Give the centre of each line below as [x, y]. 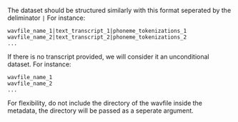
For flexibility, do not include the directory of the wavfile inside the [105, 103]
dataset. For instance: [39, 64]
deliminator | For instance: [46, 18]
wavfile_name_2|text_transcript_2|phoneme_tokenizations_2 [97, 37]
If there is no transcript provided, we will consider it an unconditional [108, 57]
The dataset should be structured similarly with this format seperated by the [119, 10]
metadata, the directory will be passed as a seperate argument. [101, 111]
